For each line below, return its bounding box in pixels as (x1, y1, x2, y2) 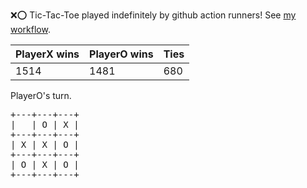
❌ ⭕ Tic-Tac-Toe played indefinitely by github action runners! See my (10, 9, 297, 21)
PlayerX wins (15, 47, 80, 61)
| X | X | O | (10, 139, 80, 150)
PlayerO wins (89, 47, 154, 61)
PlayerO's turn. (10, 90, 72, 101)
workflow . (10, 24, 51, 35)
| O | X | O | (10, 159, 80, 170)
